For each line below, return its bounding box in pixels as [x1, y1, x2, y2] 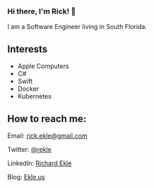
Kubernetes [17, 92, 52, 101]
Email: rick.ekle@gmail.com [7, 131, 88, 140]
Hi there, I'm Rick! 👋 [7, 6, 76, 16]
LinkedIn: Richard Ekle [7, 159, 72, 167]
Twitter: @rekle [7, 145, 52, 153]
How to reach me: [7, 113, 87, 125]
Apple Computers [17, 62, 69, 70]
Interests [7, 43, 48, 55]
